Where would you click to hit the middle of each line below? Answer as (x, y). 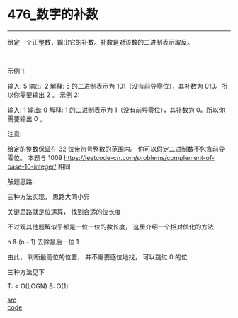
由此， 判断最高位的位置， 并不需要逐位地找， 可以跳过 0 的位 (97, 256)
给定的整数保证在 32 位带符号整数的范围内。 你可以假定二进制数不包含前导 (116, 149)
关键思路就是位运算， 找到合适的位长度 (64, 211)
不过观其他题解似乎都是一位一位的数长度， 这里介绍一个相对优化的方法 (110, 227)
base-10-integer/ (32, 166)
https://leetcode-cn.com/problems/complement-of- (139, 157)
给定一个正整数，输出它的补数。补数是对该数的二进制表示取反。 (100, 42)
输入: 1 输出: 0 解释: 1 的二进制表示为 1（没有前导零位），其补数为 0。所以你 (116, 110)
